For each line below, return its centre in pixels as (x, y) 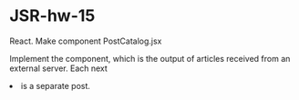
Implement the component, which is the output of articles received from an (150, 58)
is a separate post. (56, 85)
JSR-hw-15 (52, 16)
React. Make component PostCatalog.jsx (86, 41)
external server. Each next (58, 68)
